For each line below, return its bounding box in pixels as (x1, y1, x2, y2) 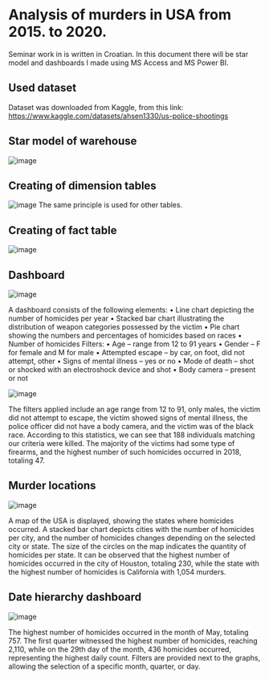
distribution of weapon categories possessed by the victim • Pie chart (8, 322, 240, 331)
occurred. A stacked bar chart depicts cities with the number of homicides (8, 524, 255, 534)
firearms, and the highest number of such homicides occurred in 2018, (8, 448, 242, 456)
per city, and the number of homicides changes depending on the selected (8, 533, 255, 542)
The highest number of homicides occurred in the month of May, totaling (8, 627, 249, 636)
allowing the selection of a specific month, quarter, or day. (8, 661, 201, 671)
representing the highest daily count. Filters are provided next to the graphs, (8, 652, 261, 662)
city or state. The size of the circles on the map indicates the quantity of (8, 541, 247, 551)
